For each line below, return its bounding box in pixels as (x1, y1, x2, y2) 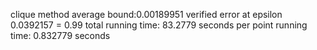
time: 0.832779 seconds (10, 30, 111, 41)
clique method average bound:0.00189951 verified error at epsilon (10, 9, 283, 20)
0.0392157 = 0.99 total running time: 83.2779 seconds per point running (10, 19, 308, 31)
